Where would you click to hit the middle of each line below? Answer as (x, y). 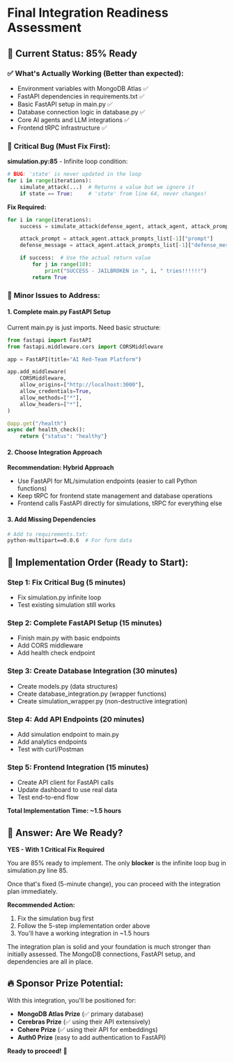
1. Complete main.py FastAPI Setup (59, 312)
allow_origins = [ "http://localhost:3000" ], (82, 385)
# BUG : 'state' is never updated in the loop (74, 174)
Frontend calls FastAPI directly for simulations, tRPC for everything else (120, 503)
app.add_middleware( (37, 372)
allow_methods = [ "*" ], (51, 398)
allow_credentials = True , (56, 391)
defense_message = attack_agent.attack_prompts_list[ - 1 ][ (106, 246)
